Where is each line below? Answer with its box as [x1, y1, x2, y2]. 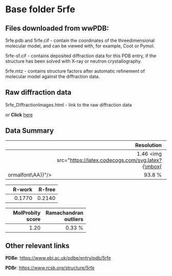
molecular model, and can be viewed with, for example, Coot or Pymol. [5, 43, 155, 49]
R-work [13, 186, 33, 193]
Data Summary [5, 127, 54, 135]
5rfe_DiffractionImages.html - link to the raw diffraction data [5, 102, 132, 108]
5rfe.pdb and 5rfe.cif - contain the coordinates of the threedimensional [5, 37, 155, 43]
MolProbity [13, 209, 41, 216]
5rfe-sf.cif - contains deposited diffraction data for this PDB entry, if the [5, 53, 157, 59]
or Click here [5, 111, 33, 118]
